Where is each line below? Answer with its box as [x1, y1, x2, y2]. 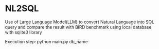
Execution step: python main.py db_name [5, 38, 88, 44]
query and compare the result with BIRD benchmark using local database [5, 24, 152, 30]
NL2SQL [5, 3, 39, 14]
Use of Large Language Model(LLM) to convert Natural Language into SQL [5, 19, 155, 25]
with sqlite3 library [5, 29, 42, 35]
